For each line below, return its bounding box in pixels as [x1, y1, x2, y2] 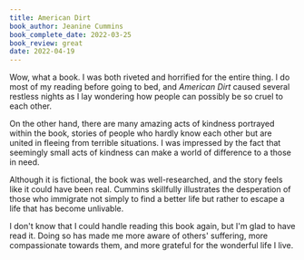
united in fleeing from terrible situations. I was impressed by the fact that [9, 138, 281, 149]
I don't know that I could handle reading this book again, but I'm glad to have [9, 221, 296, 232]
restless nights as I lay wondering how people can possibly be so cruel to [9, 91, 284, 102]
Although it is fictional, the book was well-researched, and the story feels [9, 174, 283, 186]
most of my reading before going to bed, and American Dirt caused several [9, 82, 290, 92]
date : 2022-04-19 [9, 47, 75, 56]
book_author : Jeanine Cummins [9, 22, 124, 31]
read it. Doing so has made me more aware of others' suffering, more [9, 230, 269, 241]
